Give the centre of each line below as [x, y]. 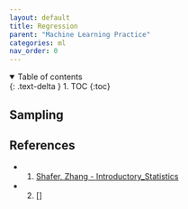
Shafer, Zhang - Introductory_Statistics [107, 177]
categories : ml [38, 43]
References [42, 145]
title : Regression [44, 26]
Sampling [37, 115]
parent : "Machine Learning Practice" [80, 34]
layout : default [40, 18]
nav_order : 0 [34, 51]
